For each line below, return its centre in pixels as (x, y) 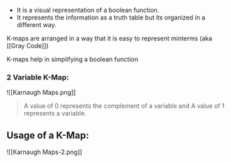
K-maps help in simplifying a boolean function (73, 59)
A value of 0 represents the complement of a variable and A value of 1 (124, 106)
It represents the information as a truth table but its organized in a (111, 17)
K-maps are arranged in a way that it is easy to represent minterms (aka (110, 38)
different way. (36, 25)
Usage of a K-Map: (48, 135)
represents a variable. (55, 114)
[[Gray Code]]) (28, 46)
